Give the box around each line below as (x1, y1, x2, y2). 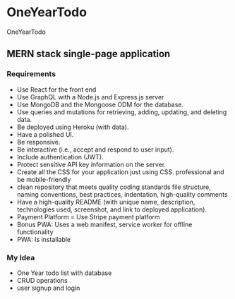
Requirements (6, 69, 56, 79)
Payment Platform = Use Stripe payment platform (16, 212, 160, 221)
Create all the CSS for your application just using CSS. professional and (16, 167, 224, 176)
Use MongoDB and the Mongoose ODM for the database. (16, 100, 184, 109)
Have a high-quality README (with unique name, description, (16, 197, 195, 206)
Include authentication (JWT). (16, 152, 104, 161)
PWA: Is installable (16, 235, 71, 243)
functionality (16, 227, 54, 236)
